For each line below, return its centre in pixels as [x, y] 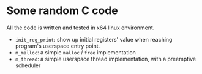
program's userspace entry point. [58, 46]
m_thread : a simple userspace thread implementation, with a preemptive [106, 59]
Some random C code [62, 11]
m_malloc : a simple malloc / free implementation [76, 52]
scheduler [28, 65]
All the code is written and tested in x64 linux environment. [80, 28]
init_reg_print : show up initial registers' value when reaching [94, 39]
